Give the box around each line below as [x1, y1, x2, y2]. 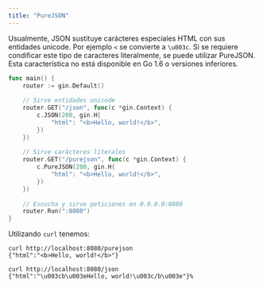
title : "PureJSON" [8, 11, 69, 20]
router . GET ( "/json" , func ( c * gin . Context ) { [22, 104, 172, 112]
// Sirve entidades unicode [22, 96, 115, 104]
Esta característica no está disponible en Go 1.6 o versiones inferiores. [8, 59, 238, 68]
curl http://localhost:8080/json [8, 266, 119, 274]
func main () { [8, 74, 56, 82]
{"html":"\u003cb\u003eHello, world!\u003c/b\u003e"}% [8, 272, 194, 281]
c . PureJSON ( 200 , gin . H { [37, 163, 115, 171]
